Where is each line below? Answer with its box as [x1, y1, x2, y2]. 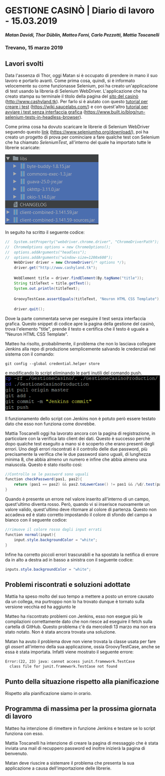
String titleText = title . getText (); [14, 280, 91, 286]
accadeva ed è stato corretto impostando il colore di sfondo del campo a [5, 512, 152, 518]
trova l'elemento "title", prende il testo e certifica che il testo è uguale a [5, 326, 149, 332]
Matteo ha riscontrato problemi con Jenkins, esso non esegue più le [5, 613, 143, 619]
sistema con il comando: [5, 351, 55, 357]
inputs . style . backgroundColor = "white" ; [5, 567, 91, 572]
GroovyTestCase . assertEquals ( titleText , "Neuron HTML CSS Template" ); [14, 296, 162, 302]
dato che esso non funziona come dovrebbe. [5, 420, 96, 427]
